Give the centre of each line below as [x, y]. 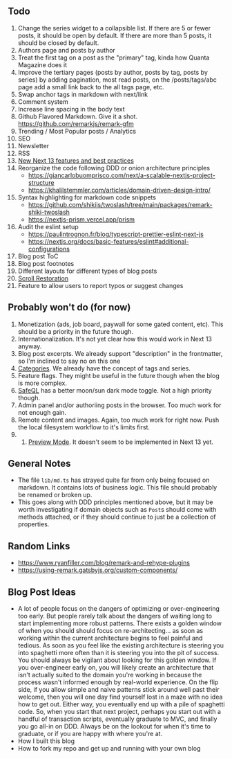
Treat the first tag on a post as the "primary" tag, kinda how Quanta [114, 57]
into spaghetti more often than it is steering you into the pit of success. [118, 653]
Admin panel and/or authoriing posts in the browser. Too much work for [119, 405]
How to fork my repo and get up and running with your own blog [109, 749]
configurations [49, 249]
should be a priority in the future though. [76, 331]
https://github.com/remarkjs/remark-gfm [76, 123]
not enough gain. [42, 412]
